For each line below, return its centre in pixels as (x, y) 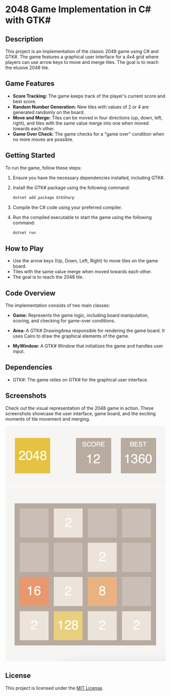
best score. (24, 101)
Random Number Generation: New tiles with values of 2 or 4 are (81, 107)
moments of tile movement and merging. (48, 419)
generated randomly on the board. (49, 112)
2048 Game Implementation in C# (78, 9)
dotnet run (24, 233)
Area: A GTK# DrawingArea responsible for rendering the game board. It (89, 331)
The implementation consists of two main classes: (58, 305)
